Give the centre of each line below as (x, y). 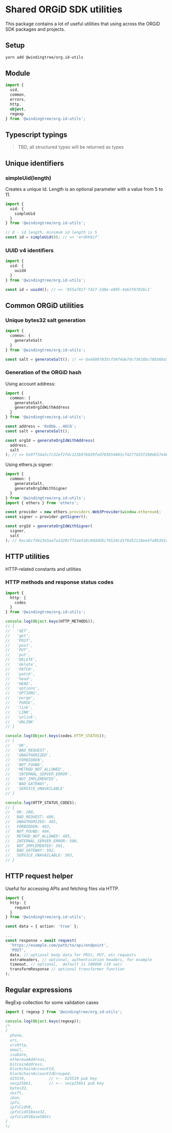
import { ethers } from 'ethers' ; (42, 503)
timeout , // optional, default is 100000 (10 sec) (66, 964)
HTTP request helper (39, 876)
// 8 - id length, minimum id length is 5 (51, 233)
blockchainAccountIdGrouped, (41, 1074)
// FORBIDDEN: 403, (28, 827)
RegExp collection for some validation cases (52, 1002)
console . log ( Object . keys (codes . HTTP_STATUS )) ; (56, 736)
